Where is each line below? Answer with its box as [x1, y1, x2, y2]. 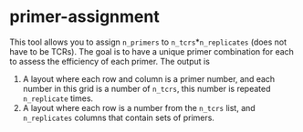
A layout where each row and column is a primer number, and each [22, 73, 276, 84]
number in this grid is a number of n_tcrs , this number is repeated [22, 83, 271, 94]
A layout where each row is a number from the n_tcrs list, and [22, 102, 256, 113]
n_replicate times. [22, 93, 94, 104]
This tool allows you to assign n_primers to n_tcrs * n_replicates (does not [9, 36, 287, 47]
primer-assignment [9, 6, 160, 27]
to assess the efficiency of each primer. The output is [9, 56, 210, 66]
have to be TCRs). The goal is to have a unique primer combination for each [9, 46, 295, 56]
